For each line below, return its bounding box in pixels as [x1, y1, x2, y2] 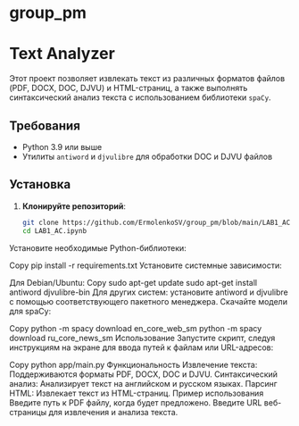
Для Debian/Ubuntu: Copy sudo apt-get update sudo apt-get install [9, 277, 257, 288]
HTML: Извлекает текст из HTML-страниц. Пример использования [9, 388, 264, 398]
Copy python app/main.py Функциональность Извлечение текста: [9, 359, 258, 370]
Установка [9, 177, 71, 192]
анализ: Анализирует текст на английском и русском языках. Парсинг [9, 378, 278, 388]
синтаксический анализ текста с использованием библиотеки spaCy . [9, 92, 271, 103]
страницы [9, 406, 47, 417]
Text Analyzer [9, 44, 116, 64]
